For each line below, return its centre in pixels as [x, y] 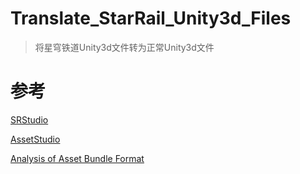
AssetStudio [35, 139]
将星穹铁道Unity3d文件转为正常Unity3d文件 [124, 47]
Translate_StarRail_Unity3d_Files [151, 18]
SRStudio [29, 119]
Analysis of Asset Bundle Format [77, 158]
